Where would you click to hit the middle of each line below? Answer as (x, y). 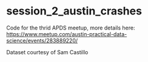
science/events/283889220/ (42, 40)
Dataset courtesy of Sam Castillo (47, 52)
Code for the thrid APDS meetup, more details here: (71, 28)
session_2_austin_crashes (74, 11)
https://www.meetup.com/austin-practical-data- (67, 34)
